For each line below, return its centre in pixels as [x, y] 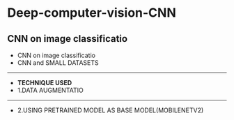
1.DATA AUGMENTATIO [50, 90]
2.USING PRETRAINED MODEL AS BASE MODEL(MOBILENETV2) [110, 110]
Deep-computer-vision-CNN [92, 13]
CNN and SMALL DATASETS [58, 63]
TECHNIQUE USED [45, 83]
